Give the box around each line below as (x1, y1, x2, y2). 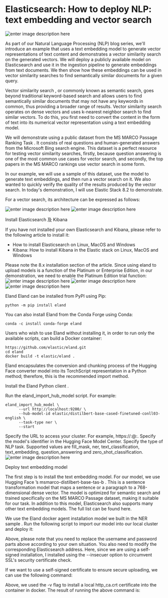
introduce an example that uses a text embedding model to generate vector (5, 46, 161, 52)
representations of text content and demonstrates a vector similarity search (5, 51, 161, 57)
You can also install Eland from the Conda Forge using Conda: (5, 311, 133, 317)
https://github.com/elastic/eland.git (5, 345, 86, 350)
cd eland (5, 349, 24, 354)
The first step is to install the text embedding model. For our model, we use (5, 474, 160, 480)
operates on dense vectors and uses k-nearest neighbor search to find (5, 109, 151, 115)
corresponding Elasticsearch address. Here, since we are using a (5, 546, 140, 552)
